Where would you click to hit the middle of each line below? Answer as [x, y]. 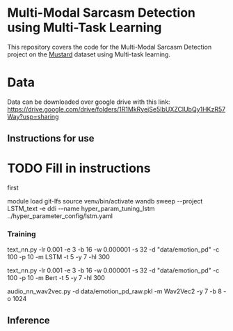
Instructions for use [51, 138]
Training [22, 234]
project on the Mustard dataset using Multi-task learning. [89, 54]
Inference [29, 320]
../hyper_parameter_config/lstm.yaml [60, 216]
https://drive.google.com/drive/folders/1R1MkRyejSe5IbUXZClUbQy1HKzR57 [116, 109]
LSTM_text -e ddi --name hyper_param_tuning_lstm [81, 209]
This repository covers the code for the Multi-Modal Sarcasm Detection [110, 47]
